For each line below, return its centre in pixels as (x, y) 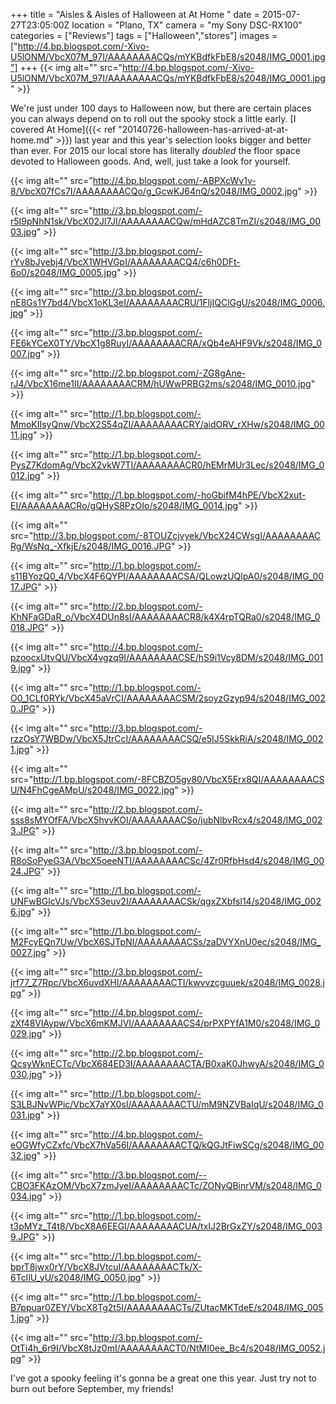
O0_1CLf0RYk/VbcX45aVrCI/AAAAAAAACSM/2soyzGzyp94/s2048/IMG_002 (168, 698)
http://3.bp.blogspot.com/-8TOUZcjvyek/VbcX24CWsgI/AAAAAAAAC (177, 535)
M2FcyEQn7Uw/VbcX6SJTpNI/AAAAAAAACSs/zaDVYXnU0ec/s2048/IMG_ (166, 942)
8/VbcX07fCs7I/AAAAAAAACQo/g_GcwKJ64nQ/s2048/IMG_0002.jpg (154, 191)
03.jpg (23, 232)
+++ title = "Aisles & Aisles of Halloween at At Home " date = (135, 14)
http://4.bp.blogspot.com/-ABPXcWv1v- (174, 180)
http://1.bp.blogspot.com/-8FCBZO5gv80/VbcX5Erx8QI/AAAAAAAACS (179, 779)
